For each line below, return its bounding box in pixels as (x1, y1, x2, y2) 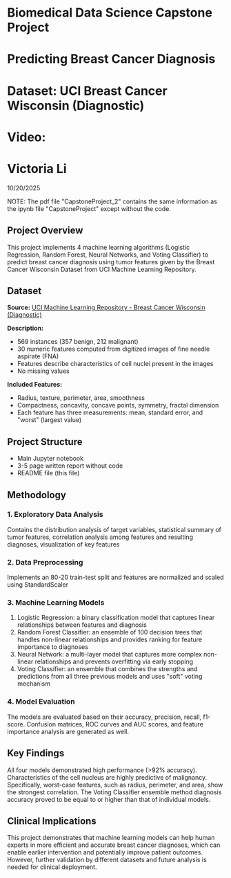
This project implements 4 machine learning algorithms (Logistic (7, 243, 190, 251)
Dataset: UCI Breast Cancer (7, 83, 168, 98)
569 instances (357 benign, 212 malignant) (17, 338, 139, 346)
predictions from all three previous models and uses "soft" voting (17, 673, 203, 681)
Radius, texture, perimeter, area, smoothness (17, 394, 145, 402)
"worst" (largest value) (17, 416, 82, 424)
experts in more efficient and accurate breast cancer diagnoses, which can (7, 841, 221, 849)
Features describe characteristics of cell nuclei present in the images (17, 360, 214, 368)
